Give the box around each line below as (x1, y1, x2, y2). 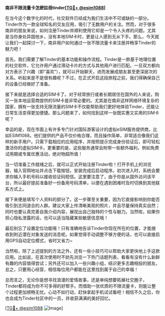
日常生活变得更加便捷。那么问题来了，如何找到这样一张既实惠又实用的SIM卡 (5, 110, 160, 115)
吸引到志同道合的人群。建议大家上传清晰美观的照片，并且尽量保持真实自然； (5, 202, 160, 208)
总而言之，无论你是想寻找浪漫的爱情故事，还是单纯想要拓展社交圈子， (5, 277, 147, 283)
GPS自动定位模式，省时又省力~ (9, 238, 73, 243)
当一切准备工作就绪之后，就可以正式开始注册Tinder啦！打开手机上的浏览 (5, 162, 152, 167)
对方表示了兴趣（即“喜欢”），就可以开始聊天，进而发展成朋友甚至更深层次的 (5, 69, 158, 74)
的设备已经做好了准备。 (5, 81, 53, 86)
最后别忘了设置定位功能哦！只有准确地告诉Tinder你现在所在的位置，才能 (5, 226, 152, 231)
